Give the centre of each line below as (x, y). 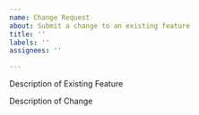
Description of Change (51, 101)
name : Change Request (50, 17)
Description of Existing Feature (66, 84)
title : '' (28, 34)
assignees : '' (36, 51)
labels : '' (30, 42)
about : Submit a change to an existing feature (100, 26)
